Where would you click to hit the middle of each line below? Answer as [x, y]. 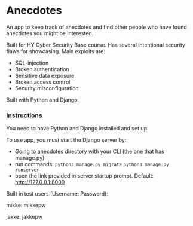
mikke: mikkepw [26, 205]
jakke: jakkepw [24, 217]
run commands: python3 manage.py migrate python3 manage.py [92, 164]
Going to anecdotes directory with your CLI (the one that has [89, 152]
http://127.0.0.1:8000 [40, 182]
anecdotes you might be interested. [50, 33]
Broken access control [42, 82]
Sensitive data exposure [45, 75]
